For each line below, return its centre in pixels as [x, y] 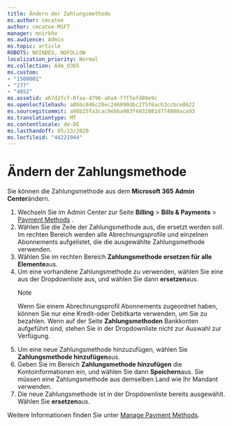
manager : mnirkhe [32, 33]
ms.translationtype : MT [42, 118]
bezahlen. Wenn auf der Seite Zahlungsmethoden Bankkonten [108, 321]
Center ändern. [29, 199]
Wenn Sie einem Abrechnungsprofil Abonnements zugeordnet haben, [117, 306]
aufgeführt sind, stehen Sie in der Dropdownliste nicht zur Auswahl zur [119, 329]
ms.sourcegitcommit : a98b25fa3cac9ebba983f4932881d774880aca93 [101, 111]
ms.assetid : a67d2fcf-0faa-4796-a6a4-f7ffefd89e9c [82, 99]
